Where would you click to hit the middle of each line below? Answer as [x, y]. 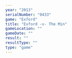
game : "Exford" [21, 19]
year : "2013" [19, 10]
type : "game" [19, 47]
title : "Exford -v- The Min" [36, 24]
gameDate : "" [19, 33]
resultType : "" [21, 43]
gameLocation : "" [24, 29]
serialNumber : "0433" [28, 15]
